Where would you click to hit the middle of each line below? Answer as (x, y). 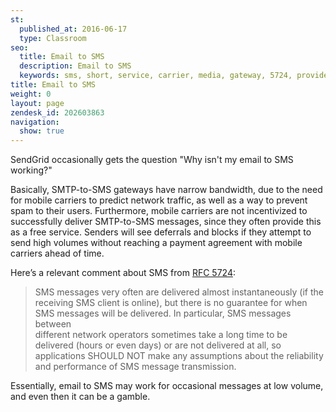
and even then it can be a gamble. (80, 397)
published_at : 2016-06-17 (73, 29)
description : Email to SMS (75, 66)
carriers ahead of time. (57, 253)
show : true (42, 131)
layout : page (37, 103)
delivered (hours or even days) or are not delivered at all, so (158, 345)
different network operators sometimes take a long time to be (161, 335)
